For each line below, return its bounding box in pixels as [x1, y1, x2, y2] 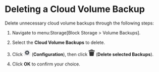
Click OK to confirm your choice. [12, 61, 80, 67]
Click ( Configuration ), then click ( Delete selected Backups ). [12, 51, 154, 57]
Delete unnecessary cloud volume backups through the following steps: [5, 20, 154, 26]
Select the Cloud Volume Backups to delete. [12, 39, 105, 45]
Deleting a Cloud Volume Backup [5, 3, 145, 15]
